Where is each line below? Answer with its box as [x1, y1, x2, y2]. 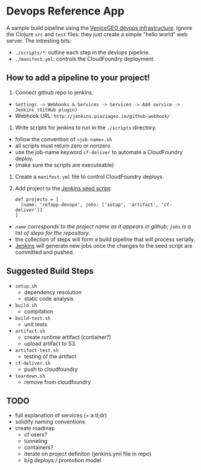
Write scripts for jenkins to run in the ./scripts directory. [14, 124, 157, 131]
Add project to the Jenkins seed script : [14, 184, 112, 192]
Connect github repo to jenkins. [14, 89, 94, 96]
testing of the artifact [24, 352, 77, 360]
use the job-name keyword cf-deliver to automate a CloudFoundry [14, 148, 183, 155]
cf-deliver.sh [14, 360, 51, 366]
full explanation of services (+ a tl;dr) [14, 412, 107, 419]
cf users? [24, 431, 48, 439]
